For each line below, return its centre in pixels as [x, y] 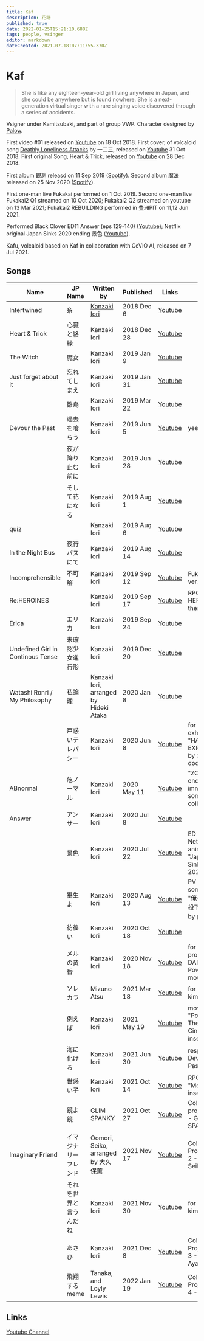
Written [104, 288]
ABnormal [23, 788]
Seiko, [99, 1145]
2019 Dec [137, 649]
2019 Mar [137, 400]
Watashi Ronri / [31, 692]
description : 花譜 [29, 18]
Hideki [100, 707]
